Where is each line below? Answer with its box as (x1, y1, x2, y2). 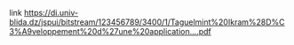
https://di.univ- (23, 8, 78, 18)
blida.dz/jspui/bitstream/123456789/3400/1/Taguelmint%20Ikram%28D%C (9, 17, 286, 27)
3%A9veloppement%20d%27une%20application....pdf (9, 26, 211, 36)
